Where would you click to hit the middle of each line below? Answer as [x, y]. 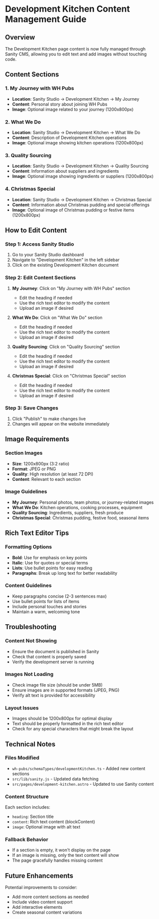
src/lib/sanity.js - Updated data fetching [55, 778]
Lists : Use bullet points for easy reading [52, 568]
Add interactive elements [37, 907]
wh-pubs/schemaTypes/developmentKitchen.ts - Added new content [79, 768]
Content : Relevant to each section [46, 479]
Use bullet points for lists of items [45, 601]
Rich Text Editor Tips [37, 533]
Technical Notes [30, 744]
